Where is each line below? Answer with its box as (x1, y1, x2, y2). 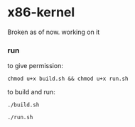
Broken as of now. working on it (7, 28, 100, 36)
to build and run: (7, 88, 55, 96)
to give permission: (7, 62, 64, 70)
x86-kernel (7, 4, 75, 21)
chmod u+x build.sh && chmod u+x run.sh (7, 75, 129, 82)
